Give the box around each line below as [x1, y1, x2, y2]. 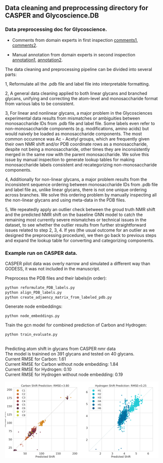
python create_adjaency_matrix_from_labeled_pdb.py [5, 295, 112, 300]
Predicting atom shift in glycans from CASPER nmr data [5, 345, 116, 352]
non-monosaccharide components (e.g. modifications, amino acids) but [5, 125, 149, 131]
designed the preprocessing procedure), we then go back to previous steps [5, 232, 157, 238]
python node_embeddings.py [5, 313, 60, 318]
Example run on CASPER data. [5, 249, 78, 256]
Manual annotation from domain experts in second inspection [12, 52, 135, 57]
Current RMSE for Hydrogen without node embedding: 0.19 [5, 372, 123, 377]
